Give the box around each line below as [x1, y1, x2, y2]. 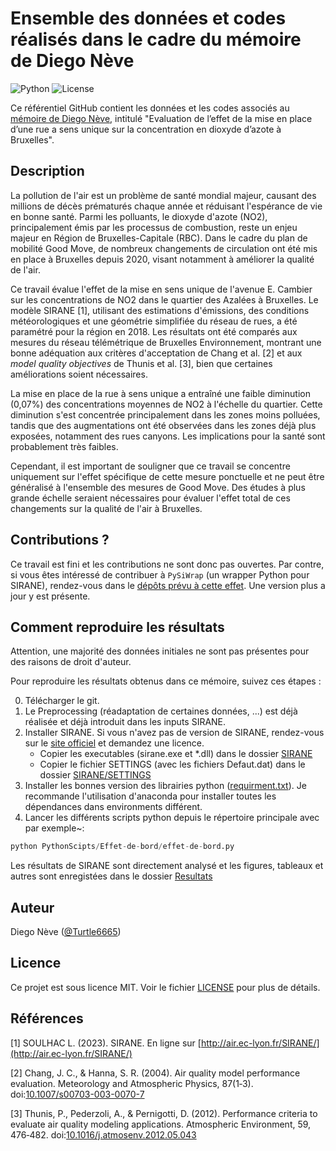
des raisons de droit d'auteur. [10, 656, 132, 668]
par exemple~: [24, 822, 85, 834]
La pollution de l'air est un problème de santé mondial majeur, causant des [10, 189, 317, 201]
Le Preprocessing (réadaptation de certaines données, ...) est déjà [24, 705, 298, 717]
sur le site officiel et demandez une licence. [24, 737, 205, 749]
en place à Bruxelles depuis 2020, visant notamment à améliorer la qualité [10, 253, 315, 265]
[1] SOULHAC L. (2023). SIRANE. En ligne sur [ [10, 1037, 202, 1049]
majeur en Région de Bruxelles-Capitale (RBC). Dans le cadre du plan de [10, 232, 308, 244]
